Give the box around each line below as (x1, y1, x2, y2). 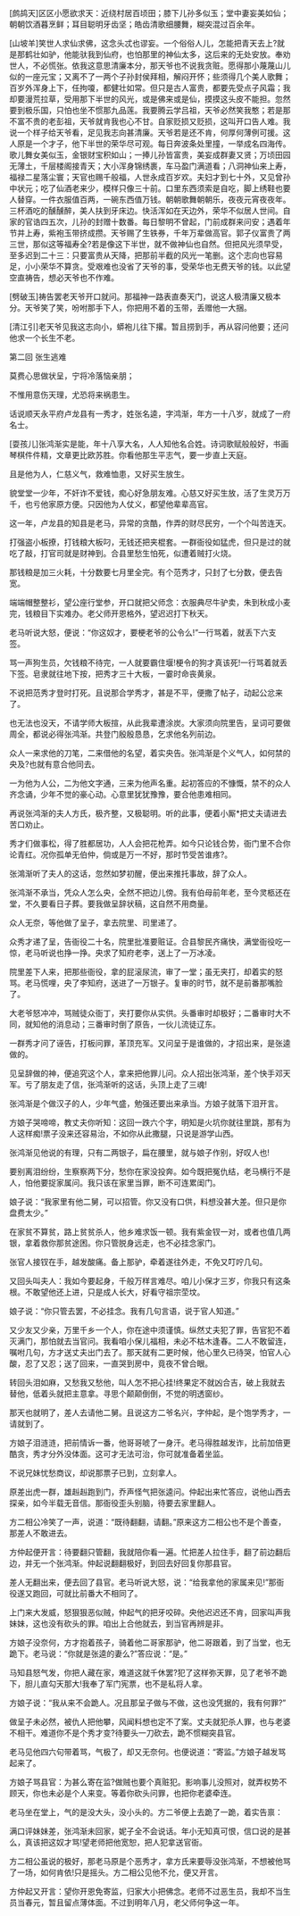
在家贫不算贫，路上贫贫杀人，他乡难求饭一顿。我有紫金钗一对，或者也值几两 (9, 1227, 291, 1237)
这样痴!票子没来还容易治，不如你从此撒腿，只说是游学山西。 (16, 1129, 239, 1138)
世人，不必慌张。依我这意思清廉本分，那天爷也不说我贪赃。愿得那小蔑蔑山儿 (9, 61, 291, 71)
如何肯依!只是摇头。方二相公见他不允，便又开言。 (39, 1867, 223, 1878)
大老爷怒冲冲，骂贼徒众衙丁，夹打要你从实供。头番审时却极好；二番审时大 (9, 1008, 283, 1018)
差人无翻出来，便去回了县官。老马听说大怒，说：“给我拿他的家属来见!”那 (9, 1577, 277, 1587)
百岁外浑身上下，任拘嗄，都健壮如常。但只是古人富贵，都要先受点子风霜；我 (9, 83, 291, 93)
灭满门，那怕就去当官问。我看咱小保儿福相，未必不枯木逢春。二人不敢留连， (9, 1336, 291, 1346)
